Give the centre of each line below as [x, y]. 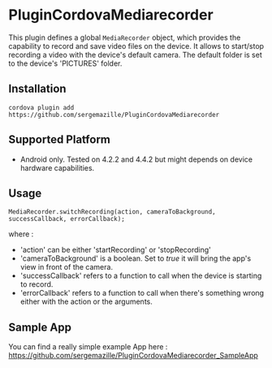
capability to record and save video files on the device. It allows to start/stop [136, 45]
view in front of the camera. [67, 267]
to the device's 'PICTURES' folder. [65, 63]
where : [21, 234]
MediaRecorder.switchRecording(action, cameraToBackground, [112, 212]
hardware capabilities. [57, 167]
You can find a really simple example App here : [88, 347]
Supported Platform [60, 140]
